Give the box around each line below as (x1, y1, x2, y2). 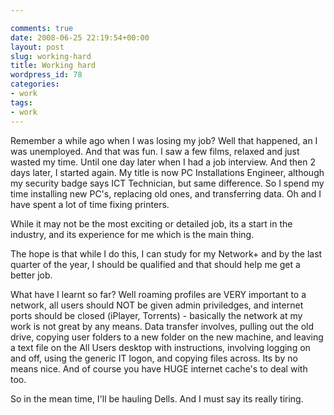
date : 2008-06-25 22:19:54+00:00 (10, 32, 150, 43)
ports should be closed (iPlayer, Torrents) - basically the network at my (10, 309, 303, 321)
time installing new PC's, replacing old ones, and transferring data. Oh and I (10, 187, 322, 200)
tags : (10, 97, 33, 108)
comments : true (10, 23, 74, 33)
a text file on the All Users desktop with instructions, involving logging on (10, 341, 311, 353)
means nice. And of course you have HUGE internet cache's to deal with (10, 362, 308, 375)
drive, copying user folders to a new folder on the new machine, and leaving (10, 331, 324, 343)
